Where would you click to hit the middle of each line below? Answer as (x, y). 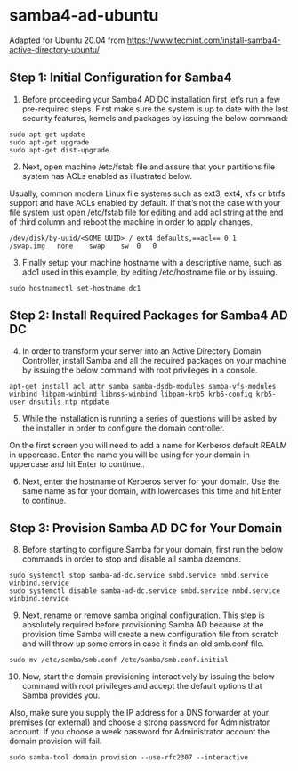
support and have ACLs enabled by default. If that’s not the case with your (145, 202)
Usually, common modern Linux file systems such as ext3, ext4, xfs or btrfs (147, 193)
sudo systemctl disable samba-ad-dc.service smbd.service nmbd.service (145, 591)
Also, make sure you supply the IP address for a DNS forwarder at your (139, 713)
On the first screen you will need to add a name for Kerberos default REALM (148, 445)
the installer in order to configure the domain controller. (123, 428)
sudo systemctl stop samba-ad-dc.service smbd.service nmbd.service (139, 576)
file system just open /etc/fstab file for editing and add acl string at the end (146, 212)
